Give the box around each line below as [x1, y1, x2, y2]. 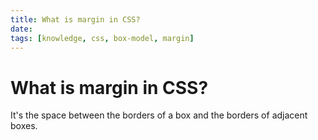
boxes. [10, 120, 38, 132]
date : [10, 24, 33, 34]
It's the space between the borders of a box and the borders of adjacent [10, 109, 308, 121]
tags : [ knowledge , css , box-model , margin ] [10, 33, 195, 43]
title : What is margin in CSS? [10, 14, 141, 25]
